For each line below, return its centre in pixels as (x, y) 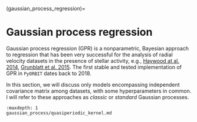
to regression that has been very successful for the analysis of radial (89, 55)
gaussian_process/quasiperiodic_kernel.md (59, 113)
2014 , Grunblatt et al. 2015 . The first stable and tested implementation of (94, 67)
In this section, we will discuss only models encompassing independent (93, 84)
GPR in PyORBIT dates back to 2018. (49, 73)
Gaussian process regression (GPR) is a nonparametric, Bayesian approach (98, 48)
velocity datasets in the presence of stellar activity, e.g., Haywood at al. (93, 60)
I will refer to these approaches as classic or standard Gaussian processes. (98, 97)
